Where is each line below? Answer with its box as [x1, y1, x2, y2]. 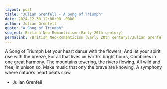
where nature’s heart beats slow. [5, 69, 72, 75]
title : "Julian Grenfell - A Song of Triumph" [5, 12, 103, 17]
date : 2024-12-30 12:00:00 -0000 [5, 16, 75, 21]
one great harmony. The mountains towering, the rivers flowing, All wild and [5, 59, 161, 65]
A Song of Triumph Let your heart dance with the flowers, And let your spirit [5, 48, 161, 54]
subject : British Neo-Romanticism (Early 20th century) [5, 30, 123, 35]
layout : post [5, 7, 32, 12]
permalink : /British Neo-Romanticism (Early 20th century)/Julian [5, 35, 146, 40]
